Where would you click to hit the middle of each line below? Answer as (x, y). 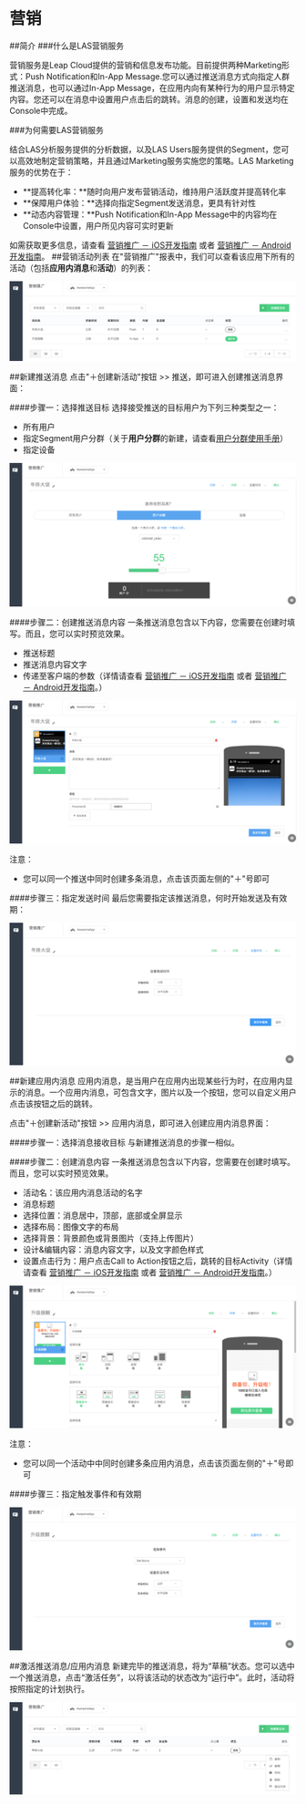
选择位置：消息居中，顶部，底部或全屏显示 (102, 1216)
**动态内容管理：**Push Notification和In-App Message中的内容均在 (150, 214)
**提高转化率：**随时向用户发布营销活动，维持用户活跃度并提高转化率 (154, 191)
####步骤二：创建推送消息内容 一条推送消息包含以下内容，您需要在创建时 (148, 623)
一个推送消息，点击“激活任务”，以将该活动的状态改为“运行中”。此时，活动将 (152, 1677)
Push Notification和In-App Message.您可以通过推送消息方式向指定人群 (157, 76)
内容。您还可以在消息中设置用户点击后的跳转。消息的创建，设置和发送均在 (149, 99)
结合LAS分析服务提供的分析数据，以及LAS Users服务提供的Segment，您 (145, 149)
